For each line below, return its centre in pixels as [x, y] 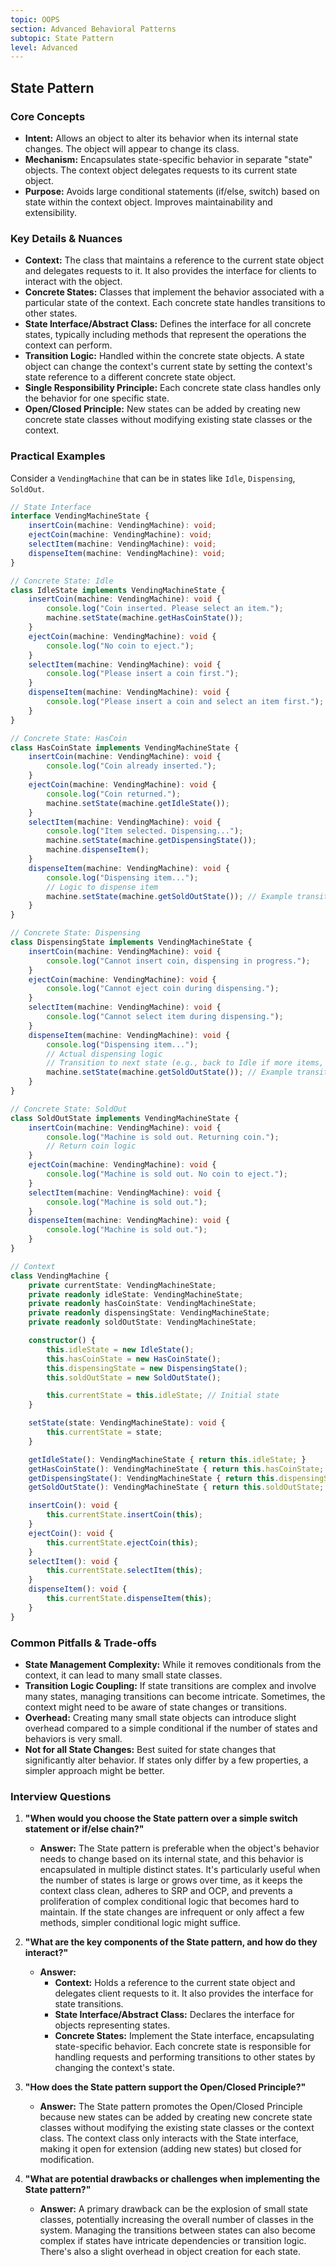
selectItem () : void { [73, 1561]
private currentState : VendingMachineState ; [122, 1285]
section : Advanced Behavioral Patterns [93, 29]
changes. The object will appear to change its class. [132, 148]
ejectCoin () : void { [71, 1533]
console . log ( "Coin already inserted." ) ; [131, 766]
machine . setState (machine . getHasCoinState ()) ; [145, 618]
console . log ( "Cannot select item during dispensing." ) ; [165, 1017]
